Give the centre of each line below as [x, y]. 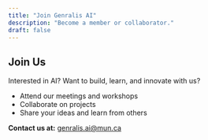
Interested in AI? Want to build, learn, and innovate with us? [104, 81]
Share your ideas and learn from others [83, 113]
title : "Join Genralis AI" [52, 15]
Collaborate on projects [58, 105]
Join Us [27, 62]
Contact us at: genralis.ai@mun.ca [65, 128]
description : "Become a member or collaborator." [91, 23]
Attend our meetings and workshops [79, 96]
